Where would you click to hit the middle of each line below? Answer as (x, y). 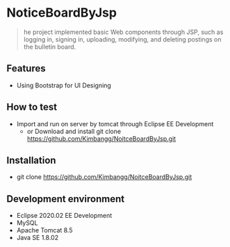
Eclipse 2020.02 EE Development (64, 216)
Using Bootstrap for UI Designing (64, 85)
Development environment (66, 199)
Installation (31, 160)
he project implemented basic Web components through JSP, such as (123, 32)
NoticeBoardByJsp (62, 13)
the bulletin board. (50, 46)
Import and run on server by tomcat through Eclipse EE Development (115, 123)
